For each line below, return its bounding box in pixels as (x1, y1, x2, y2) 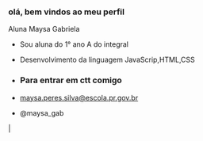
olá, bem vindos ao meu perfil (8, 6, 125, 17)
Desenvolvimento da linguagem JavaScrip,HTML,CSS (19, 55, 196, 65)
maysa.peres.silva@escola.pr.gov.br (19, 93, 139, 102)
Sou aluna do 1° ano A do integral (19, 40, 129, 49)
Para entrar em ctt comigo (19, 74, 123, 86)
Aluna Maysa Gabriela (8, 25, 80, 34)
